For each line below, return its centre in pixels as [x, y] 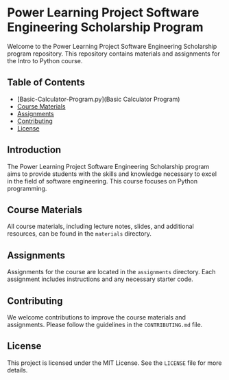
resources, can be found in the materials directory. [80, 234]
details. [17, 370]
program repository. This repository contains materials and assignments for [114, 54]
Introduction [34, 150]
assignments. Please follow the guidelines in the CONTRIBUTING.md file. [105, 325]
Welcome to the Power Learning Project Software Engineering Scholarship [112, 46]
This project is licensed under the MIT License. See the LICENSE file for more [114, 363]
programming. [27, 188]
